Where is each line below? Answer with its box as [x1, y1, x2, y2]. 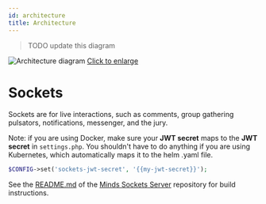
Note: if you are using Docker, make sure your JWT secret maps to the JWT [8, 134, 258, 143]
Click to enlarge [87, 56, 139, 66]
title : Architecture [8, 19, 77, 27]
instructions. [8, 188, 49, 198]
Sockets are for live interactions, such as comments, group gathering [8, 110, 234, 119]
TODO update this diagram [27, 40, 116, 50]
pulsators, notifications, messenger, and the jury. [8, 118, 168, 127]
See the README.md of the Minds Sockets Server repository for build [8, 179, 236, 190]
